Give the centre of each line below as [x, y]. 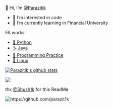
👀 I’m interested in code [37, 17]
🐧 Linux [20, 61]
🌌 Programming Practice [38, 55]
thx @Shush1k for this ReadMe [37, 89]
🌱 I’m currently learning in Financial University [60, 23]
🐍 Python [22, 42]
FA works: [16, 32]
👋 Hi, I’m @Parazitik [26, 8]
